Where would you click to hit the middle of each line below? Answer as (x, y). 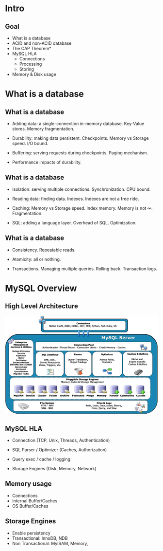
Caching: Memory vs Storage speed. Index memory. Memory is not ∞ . (82, 208)
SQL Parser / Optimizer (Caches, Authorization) (59, 450)
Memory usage (28, 484)
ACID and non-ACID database (42, 43)
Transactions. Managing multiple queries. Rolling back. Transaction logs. (85, 269)
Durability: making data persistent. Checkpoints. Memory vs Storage (80, 138)
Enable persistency (31, 533)
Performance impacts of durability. (47, 162)
